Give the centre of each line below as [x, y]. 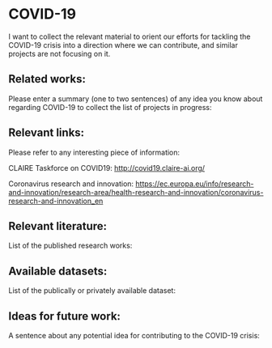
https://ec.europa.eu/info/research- [195, 184]
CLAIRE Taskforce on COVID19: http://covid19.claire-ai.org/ [106, 168]
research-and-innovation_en [56, 201]
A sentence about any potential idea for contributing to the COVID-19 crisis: [134, 335]
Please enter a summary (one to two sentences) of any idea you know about [136, 99]
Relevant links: [47, 133]
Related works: [47, 79]
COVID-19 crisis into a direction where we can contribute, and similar [123, 45]
